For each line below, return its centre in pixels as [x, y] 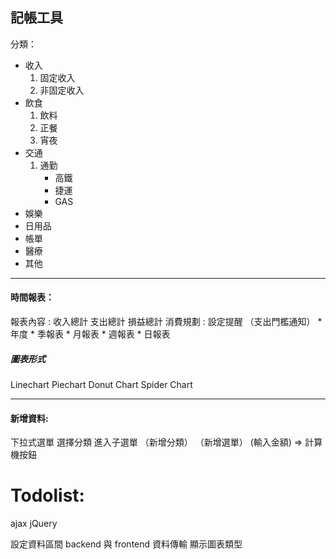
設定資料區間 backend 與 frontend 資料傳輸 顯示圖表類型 [126, 544]
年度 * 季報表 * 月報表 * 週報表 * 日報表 [90, 334]
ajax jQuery [34, 524]
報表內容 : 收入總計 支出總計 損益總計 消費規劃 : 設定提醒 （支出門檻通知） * [166, 322]
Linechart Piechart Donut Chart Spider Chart [101, 384]
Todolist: [47, 495]
